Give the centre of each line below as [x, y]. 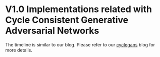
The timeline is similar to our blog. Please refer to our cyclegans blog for [80, 44]
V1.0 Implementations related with [79, 9]
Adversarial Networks [52, 31]
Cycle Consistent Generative [67, 20]
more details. [19, 50]
